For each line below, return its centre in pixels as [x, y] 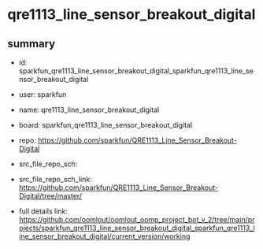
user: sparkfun [43, 95]
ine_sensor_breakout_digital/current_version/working [104, 236]
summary [31, 44]
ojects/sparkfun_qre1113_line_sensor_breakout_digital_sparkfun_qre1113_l [137, 228]
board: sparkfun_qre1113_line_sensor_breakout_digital [106, 125]
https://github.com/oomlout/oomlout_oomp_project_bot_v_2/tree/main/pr [137, 219]
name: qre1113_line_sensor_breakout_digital [89, 110]
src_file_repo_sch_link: [55, 179]
